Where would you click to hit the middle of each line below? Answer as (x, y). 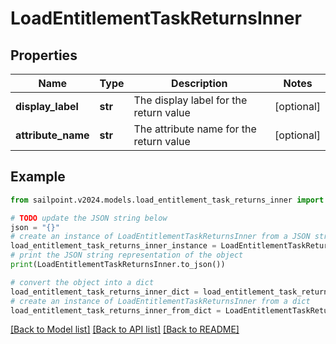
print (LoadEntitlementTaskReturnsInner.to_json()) (118, 265)
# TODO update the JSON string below (89, 218)
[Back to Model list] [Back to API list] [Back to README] (125, 329)
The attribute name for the (195, 129)
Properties (44, 55)
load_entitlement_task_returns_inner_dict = (104, 292)
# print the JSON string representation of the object (127, 255)
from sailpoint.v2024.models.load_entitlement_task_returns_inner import (167, 200)
